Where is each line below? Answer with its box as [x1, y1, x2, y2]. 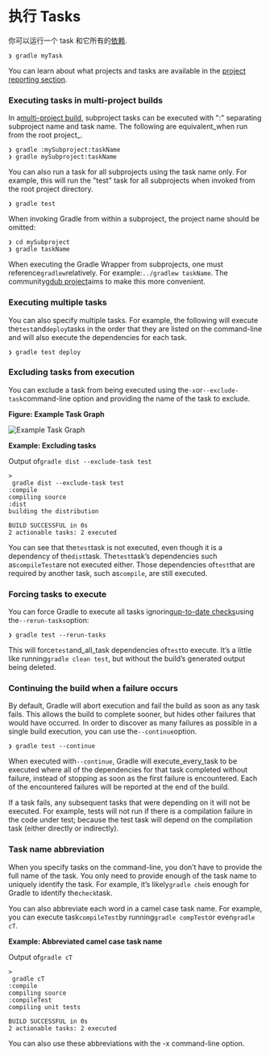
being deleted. [8, 663, 56, 672]
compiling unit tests [8, 1003, 81, 1011]
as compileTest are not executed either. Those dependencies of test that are [8, 559, 255, 570]
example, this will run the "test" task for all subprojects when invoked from [8, 175, 255, 186]
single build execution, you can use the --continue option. [8, 726, 197, 736]
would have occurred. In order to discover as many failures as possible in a [8, 718, 258, 728]
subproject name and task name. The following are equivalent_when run [8, 122, 248, 132]
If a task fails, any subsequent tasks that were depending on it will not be [8, 797, 251, 808]
